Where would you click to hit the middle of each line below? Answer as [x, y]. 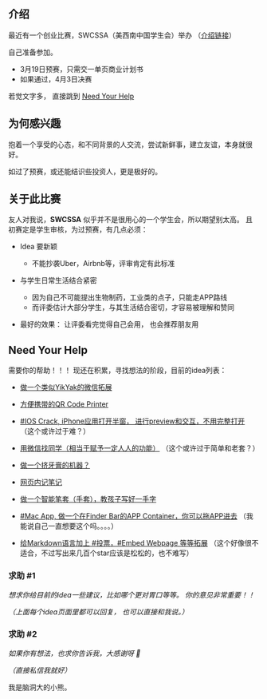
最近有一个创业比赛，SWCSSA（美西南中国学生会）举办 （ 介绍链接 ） [122, 35]
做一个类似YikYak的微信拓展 [66, 387]
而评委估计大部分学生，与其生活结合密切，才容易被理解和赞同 [133, 308]
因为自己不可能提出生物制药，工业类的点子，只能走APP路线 [130, 297]
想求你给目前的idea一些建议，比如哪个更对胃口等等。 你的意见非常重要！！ [132, 594]
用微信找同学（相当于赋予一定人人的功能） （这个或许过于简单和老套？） [139, 448]
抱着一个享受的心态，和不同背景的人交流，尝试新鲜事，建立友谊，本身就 [127, 144]
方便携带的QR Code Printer [64, 404]
